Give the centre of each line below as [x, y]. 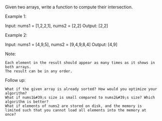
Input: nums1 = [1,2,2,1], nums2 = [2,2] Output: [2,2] [57, 26]
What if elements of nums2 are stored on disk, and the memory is [73, 106]
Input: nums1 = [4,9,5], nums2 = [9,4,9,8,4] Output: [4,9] [61, 45]
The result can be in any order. [39, 71]
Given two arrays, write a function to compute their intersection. [69, 7]
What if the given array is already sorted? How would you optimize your [81, 89]
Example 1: [16, 16]
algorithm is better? [27, 102]
